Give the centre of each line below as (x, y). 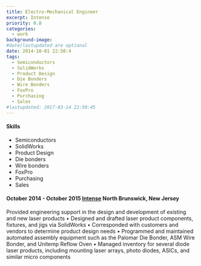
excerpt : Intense (28, 17)
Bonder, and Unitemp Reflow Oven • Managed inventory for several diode (98, 244)
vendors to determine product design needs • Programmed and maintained (100, 231)
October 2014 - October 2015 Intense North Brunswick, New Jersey (93, 198)
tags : (13, 57)
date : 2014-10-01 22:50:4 (39, 51)
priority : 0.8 (24, 23)
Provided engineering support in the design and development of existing (96, 212)
